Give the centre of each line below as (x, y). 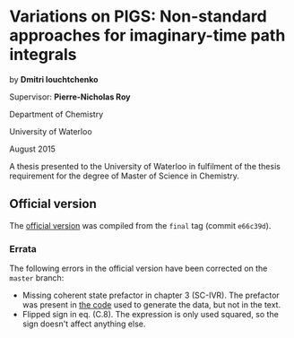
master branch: (37, 278)
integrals (43, 55)
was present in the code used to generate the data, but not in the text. (151, 305)
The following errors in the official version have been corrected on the (138, 269)
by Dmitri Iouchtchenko (54, 79)
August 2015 (33, 149)
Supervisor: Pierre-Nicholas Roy (70, 97)
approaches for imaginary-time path (147, 35)
